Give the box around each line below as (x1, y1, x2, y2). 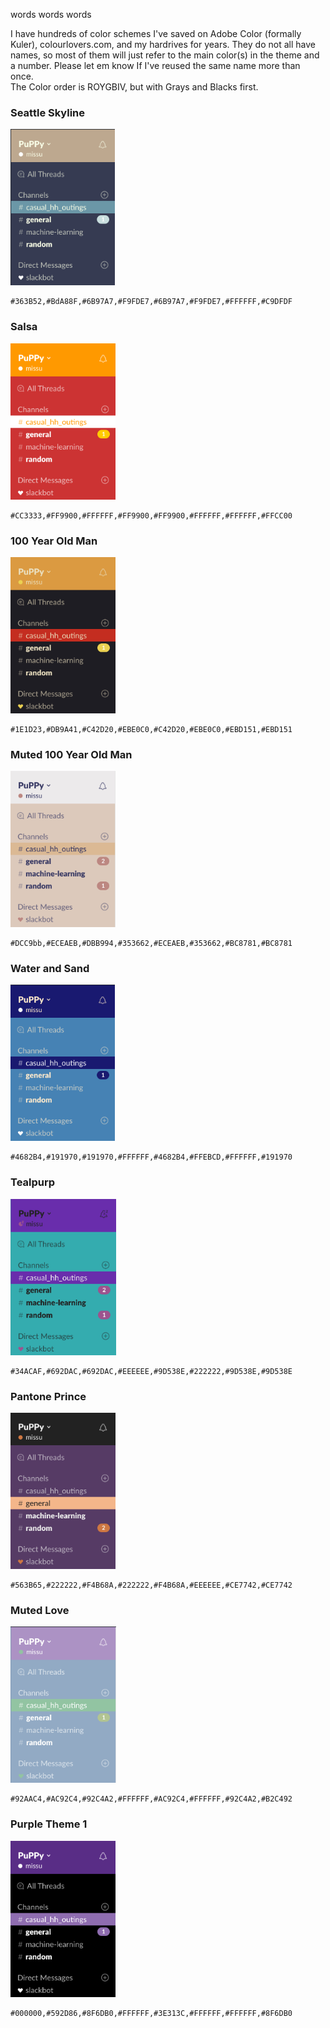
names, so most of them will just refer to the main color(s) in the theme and (10, 49, 320, 61)
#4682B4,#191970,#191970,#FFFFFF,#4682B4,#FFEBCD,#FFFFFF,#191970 (10, 1152, 293, 1163)
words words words (10, 9, 92, 20)
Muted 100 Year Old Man (10, 747, 133, 761)
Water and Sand (10, 962, 90, 976)
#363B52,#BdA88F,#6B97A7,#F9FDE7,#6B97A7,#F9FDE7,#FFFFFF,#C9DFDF (10, 297, 293, 307)
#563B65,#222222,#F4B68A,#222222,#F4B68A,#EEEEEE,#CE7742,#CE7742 (10, 1580, 293, 1591)
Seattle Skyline (10, 105, 86, 119)
